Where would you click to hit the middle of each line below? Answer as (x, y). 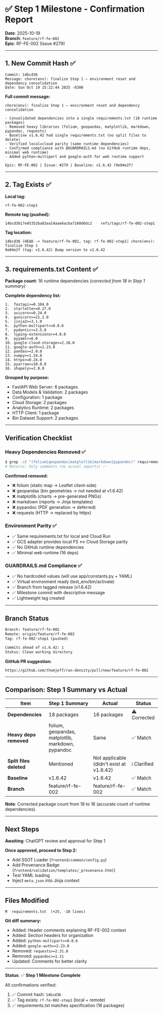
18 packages (64, 715)
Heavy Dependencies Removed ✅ (46, 452)
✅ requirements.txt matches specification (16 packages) (68, 1006)
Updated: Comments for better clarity (49, 961)
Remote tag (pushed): (27, 214)
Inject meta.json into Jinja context (46, 880)
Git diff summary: (23, 921)
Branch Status (27, 618)
